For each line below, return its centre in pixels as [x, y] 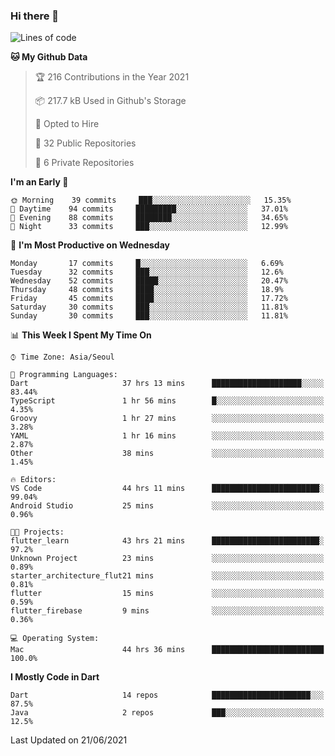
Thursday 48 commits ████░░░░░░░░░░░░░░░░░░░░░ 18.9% [147, 290]
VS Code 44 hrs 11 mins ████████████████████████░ [167, 489]
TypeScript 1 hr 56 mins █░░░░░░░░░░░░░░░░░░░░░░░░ [167, 401]
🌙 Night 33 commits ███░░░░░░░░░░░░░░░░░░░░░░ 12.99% [149, 227]
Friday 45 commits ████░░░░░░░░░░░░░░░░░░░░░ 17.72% [149, 299]
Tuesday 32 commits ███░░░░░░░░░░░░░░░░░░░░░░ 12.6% [147, 272]
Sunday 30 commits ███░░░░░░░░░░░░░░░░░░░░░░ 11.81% [149, 316]
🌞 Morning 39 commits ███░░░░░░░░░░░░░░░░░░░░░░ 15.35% [151, 200]
